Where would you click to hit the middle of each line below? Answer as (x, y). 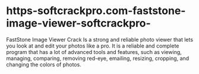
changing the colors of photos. (44, 64)
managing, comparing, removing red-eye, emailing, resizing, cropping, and (98, 58)
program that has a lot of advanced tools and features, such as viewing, (94, 52)
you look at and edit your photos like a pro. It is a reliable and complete (93, 46)
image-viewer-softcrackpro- (79, 23)
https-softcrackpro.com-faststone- (96, 11)
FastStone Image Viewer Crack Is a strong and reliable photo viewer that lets (100, 39)
